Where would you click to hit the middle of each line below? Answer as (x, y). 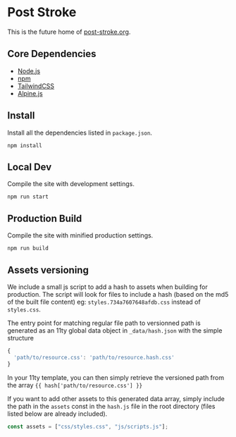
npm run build (28, 248)
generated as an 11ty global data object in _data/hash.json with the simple (115, 331)
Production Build (45, 218)
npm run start (28, 197)
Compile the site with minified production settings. (80, 235)
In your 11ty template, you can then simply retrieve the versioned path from (116, 377)
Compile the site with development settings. (71, 184)
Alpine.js (30, 93)
